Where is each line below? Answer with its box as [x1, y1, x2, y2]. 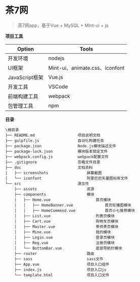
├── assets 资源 [14, 186, 95, 191]
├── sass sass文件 [14, 256, 104, 261]
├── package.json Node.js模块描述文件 [5, 143, 116, 148]
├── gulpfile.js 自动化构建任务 [5, 138, 105, 143]
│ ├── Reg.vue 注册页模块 [14, 240, 115, 246]
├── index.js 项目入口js [14, 267, 107, 272]
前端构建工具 [8, 93, 39, 100]
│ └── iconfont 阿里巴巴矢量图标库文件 [5, 176, 128, 181]
